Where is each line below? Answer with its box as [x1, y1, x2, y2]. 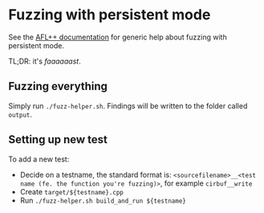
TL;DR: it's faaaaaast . [8, 56, 82, 66]
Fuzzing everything [8, 80, 108, 93]
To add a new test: [8, 154, 70, 164]
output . [8, 109, 32, 119]
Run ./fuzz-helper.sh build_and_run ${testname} [19, 195, 186, 205]
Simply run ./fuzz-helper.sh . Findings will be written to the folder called [8, 100, 248, 110]
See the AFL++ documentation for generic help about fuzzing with [8, 32, 227, 42]
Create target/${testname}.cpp [19, 186, 124, 196]
